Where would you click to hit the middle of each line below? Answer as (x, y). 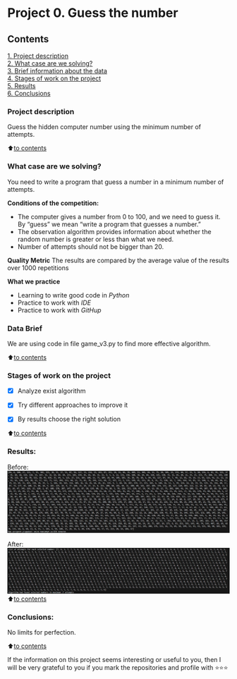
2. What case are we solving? (50, 63)
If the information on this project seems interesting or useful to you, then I (114, 660)
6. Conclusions (29, 93)
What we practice (34, 281)
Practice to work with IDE (54, 302)
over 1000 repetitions (38, 268)
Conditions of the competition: (53, 203)
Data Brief (25, 328)
